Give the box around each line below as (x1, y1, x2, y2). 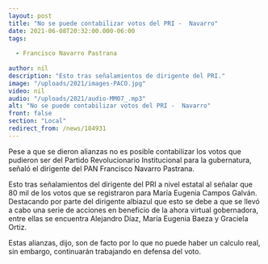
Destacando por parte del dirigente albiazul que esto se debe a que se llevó (8, 196, 260, 206)
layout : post (8, 11, 52, 20)
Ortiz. (8, 222, 27, 232)
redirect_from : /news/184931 (8, 124, 107, 132)
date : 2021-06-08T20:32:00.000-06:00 (8, 27, 136, 35)
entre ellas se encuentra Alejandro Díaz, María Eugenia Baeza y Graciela (8, 213, 249, 223)
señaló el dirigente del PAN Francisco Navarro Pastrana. (8, 163, 195, 174)
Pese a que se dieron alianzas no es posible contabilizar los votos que (8, 146, 242, 156)
